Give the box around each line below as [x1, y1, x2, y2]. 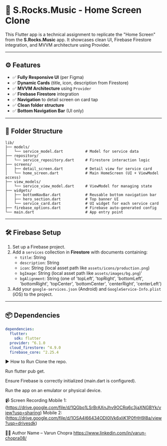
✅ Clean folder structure [12, 102, 65, 108]
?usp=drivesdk [5, 420, 36, 426]
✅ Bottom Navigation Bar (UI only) [12, 108, 84, 114]
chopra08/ [5, 435, 27, 441]
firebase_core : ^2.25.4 [9, 350, 59, 355]
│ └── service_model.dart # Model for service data [5, 149, 139, 154]
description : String [19, 260, 60, 266]
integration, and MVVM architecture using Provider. [5, 42, 110, 48]
